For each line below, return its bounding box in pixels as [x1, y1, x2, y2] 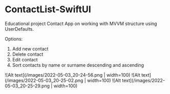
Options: [5, 36, 23, 42]
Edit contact [12, 56, 38, 62]
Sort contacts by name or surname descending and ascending [12, 62, 144, 68]
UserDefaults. [5, 26, 34, 32]
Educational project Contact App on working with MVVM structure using [5, 20, 157, 27]
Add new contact [12, 45, 49, 52]
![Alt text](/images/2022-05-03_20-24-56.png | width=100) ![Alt [5, 72, 140, 78]
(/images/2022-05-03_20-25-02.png [5, 77, 83, 83]
